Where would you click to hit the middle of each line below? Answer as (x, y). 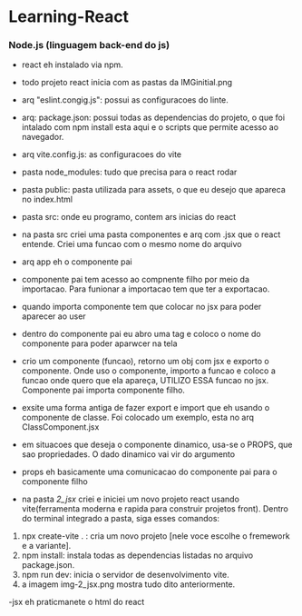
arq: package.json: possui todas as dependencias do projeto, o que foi (153, 118)
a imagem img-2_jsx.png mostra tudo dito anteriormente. (128, 584)
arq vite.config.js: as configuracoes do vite (102, 154)
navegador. (43, 137)
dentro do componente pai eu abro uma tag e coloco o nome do (141, 334)
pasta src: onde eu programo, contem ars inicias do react (129, 217)
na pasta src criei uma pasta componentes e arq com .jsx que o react (151, 234)
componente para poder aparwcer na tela (99, 343)
